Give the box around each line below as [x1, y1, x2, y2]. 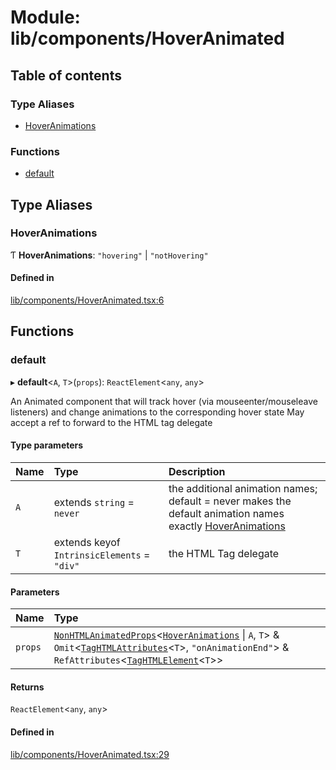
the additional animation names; [168, 481, 318, 495]
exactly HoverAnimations [168, 519, 286, 533]
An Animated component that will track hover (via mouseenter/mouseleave [10, 395, 318, 407]
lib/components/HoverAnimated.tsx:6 [10, 294, 165, 306]
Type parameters [10, 439, 84, 451]
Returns [10, 681, 45, 693]
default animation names [168, 506, 285, 520]
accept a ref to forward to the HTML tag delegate [10, 416, 213, 428]
